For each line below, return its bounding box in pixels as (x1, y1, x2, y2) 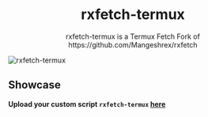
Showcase (8, 78, 62, 92)
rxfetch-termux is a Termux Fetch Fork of (66, 32, 200, 41)
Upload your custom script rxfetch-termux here (8, 99, 166, 108)
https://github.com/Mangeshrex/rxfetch (68, 40, 198, 49)
